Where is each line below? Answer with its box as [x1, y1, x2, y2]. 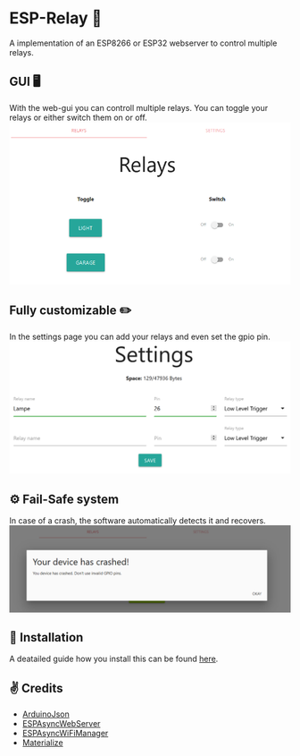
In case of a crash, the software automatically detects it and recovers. [9, 515, 266, 526]
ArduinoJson [21, 709, 70, 719]
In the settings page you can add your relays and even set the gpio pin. [9, 331, 271, 342]
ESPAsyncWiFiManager [21, 728, 109, 739]
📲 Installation [9, 630, 84, 645]
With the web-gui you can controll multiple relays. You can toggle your [9, 102, 269, 113]
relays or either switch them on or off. [9, 112, 147, 123]
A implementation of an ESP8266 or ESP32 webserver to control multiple [9, 38, 278, 48]
